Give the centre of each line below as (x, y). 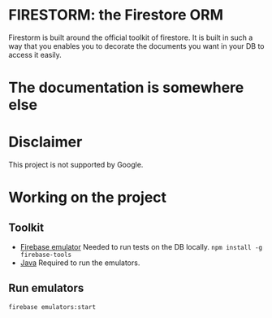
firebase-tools (46, 255)
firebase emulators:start (52, 307)
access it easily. (35, 54)
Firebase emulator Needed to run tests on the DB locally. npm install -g (141, 247)
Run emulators (46, 288)
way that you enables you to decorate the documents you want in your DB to (136, 46)
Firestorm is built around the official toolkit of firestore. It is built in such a (131, 37)
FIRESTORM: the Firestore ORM (116, 15)
